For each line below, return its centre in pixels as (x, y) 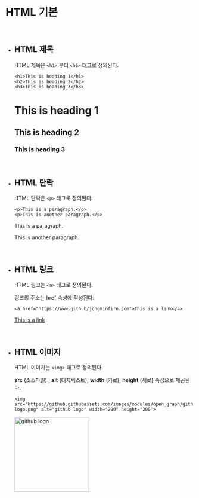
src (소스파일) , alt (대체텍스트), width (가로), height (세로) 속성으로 (94, 380)
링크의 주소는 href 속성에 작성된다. (54, 298)
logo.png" (27, 410)
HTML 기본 (32, 12)
